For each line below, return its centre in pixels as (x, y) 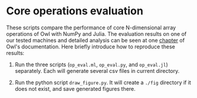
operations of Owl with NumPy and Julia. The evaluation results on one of (96, 33)
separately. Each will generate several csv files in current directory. (97, 71)
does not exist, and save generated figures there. (75, 88)
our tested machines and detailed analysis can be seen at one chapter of (96, 40)
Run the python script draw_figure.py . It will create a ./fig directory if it (103, 82)
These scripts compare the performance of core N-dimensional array (91, 27)
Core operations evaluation (75, 11)
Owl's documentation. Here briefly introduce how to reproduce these (91, 47)
